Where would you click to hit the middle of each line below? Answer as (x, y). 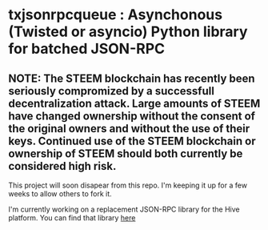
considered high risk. (62, 166)
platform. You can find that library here (72, 218)
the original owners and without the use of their (129, 129)
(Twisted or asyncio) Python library (128, 32)
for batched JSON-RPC (87, 49)
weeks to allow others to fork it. (60, 194)
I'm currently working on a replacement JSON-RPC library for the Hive (124, 209)
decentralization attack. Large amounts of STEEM (134, 103)
